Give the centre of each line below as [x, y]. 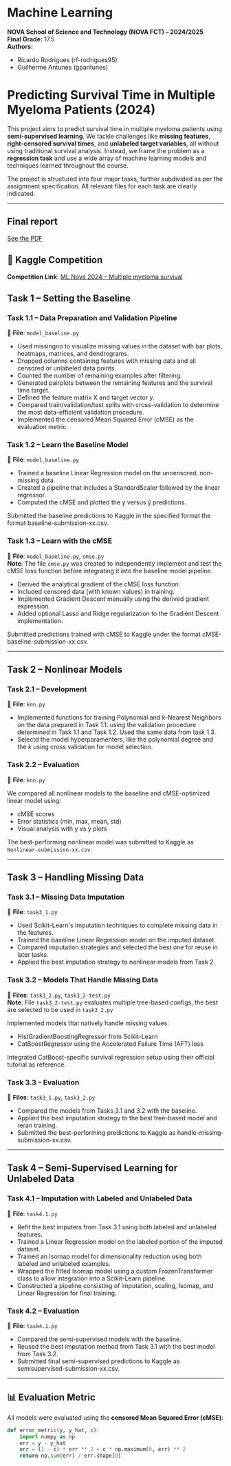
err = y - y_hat [43, 1443]
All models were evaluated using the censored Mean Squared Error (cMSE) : [115, 1417]
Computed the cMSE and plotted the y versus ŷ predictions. [102, 502]
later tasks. [33, 955]
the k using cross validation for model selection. [85, 747]
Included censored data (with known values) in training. [96, 591]
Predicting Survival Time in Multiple [111, 95]
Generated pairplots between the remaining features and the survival [115, 383]
